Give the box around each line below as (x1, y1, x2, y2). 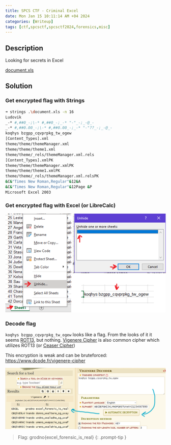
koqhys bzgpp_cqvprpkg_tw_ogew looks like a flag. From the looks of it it (5, 332, 152, 338)
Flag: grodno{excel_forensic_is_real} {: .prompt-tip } (17, 434, 127, 440)
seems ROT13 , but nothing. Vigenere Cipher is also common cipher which (5, 337, 160, 343)
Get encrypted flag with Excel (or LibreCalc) (5, 201, 116, 209)
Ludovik (5, 114, 22, 120)
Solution (5, 82, 33, 91)
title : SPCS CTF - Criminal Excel (5, 8, 79, 13)
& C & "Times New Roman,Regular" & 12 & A (5, 179, 81, 184)
